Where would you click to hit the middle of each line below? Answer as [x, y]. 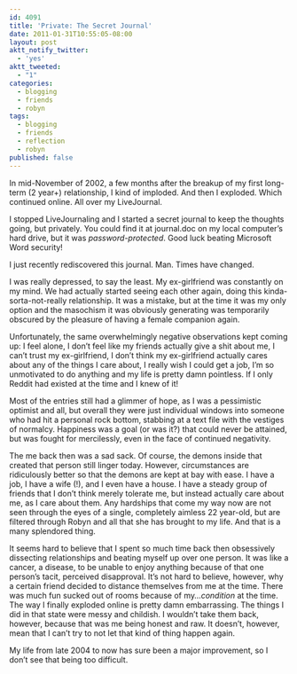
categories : [31, 83]
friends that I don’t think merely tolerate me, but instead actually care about [147, 493]
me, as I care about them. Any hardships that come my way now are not [141, 503]
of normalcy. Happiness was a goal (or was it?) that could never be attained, [148, 429]
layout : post [33, 42]
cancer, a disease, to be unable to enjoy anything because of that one [137, 567]
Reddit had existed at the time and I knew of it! [94, 383]
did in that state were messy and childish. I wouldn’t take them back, [134, 614]
